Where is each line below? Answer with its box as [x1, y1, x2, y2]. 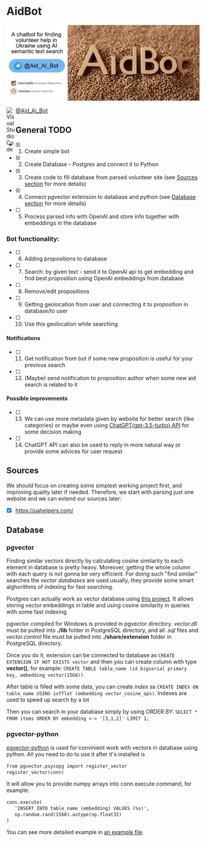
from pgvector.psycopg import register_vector [6, 763, 128, 769]
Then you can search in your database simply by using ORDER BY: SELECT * [6, 708, 198, 715]
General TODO [15, 125, 72, 135]
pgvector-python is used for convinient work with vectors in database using [6, 744, 198, 751]
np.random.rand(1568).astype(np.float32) [14, 811, 122, 817]
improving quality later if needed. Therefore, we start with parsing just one [6, 488, 194, 496]
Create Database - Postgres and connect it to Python [24, 161, 159, 168]
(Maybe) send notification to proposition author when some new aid [24, 374, 196, 381]
